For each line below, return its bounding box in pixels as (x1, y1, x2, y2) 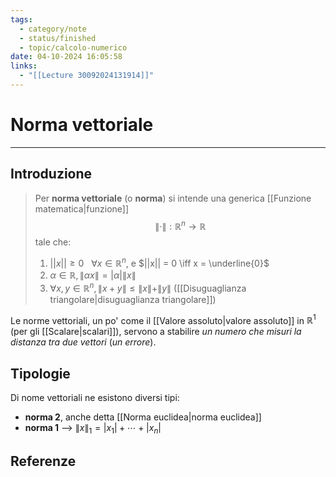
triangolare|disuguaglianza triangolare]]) (49, 293, 217, 305)
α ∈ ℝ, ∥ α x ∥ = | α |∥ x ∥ (49, 269, 137, 281)
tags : (10, 14, 33, 25)
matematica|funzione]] (34, 202, 130, 215)
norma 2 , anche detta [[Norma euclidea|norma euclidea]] (24, 411, 262, 423)
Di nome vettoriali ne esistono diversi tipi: (10, 392, 180, 404)
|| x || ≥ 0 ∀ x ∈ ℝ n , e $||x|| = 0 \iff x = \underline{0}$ (49, 256, 270, 269)
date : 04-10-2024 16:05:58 (10, 52, 123, 62)
